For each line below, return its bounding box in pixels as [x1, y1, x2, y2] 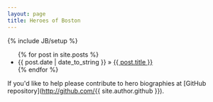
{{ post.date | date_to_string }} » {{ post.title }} [17, 57, 153, 66]
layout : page [7, 10, 46, 18]
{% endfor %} [17, 65, 59, 74]
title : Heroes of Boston [7, 17, 81, 24]
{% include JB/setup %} [7, 36, 78, 45]
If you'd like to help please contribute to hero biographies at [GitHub [7, 79, 207, 87]
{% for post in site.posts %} [17, 50, 99, 59]
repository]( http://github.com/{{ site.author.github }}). [7, 86, 165, 95]
